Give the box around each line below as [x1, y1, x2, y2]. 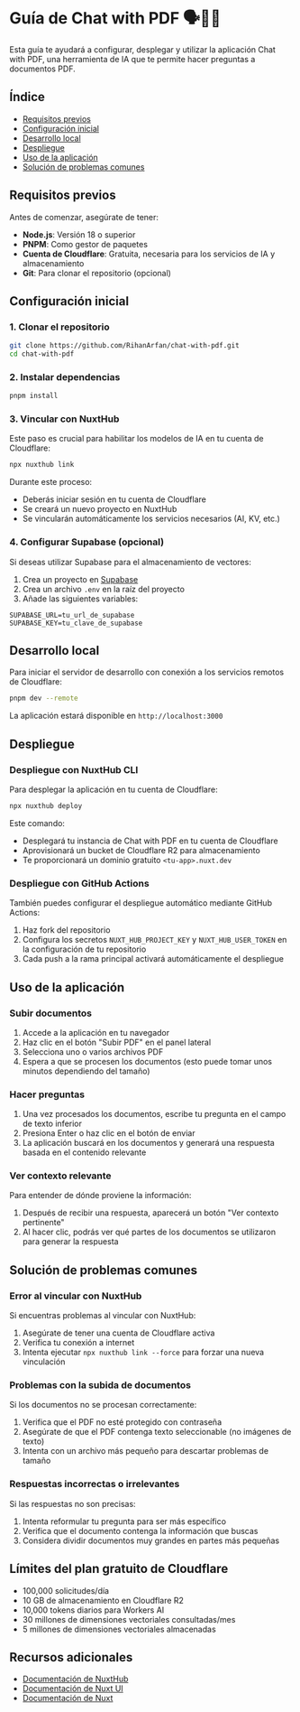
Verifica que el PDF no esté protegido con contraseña [22, 1417, 223, 1428]
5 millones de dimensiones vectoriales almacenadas [22, 1624, 216, 1634]
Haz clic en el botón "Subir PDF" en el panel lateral [22, 1037, 212, 1047]
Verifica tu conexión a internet [22, 1337, 135, 1348]
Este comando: [9, 817, 66, 828]
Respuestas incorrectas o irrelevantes [9, 1478, 180, 1491]
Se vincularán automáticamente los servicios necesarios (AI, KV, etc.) [22, 513, 281, 525]
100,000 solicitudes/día [22, 1585, 110, 1596]
